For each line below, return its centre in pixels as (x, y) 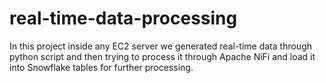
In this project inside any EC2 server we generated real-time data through (160, 46)
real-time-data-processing (123, 18)
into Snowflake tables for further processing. (101, 67)
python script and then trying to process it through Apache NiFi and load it (162, 56)
